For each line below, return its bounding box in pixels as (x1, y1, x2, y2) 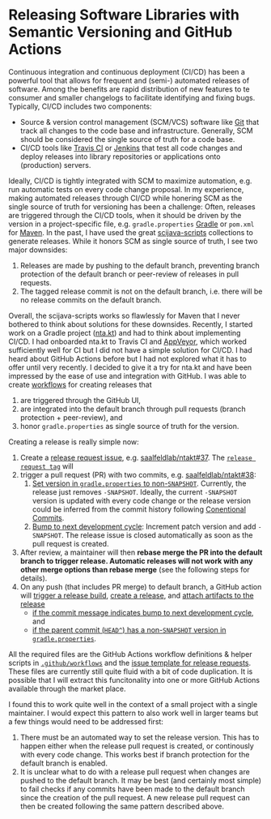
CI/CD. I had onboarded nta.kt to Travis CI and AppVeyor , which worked (8, 337, 247, 346)
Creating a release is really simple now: (8, 436, 139, 447)
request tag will (19, 461, 74, 471)
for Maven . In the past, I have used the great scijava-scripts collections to (8, 227, 253, 237)
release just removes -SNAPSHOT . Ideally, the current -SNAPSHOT (32, 487, 238, 496)
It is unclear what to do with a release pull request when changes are (19, 766, 251, 776)
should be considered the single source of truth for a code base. (19, 134, 235, 144)
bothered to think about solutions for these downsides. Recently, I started (8, 319, 253, 329)
